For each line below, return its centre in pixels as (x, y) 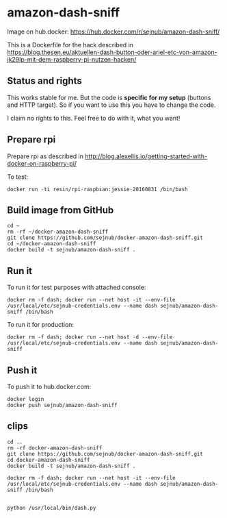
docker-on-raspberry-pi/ (42, 163)
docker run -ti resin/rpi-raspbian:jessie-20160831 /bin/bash (97, 189)
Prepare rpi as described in (45, 156)
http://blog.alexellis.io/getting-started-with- (146, 156)
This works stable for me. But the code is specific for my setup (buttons (109, 97)
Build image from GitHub (61, 210)
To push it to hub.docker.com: (49, 386)
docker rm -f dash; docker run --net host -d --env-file (90, 337)
